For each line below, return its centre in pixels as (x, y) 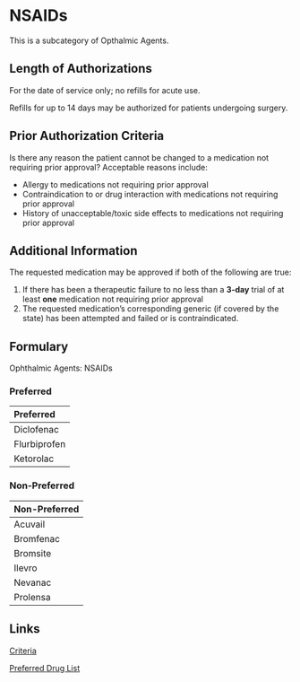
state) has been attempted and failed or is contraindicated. (130, 319)
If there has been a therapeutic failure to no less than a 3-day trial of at (153, 290)
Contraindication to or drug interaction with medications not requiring (150, 194)
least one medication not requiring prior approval (113, 299)
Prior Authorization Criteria (87, 136)
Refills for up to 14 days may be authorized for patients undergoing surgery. (149, 108)
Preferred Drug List (45, 668)
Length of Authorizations (81, 69)
